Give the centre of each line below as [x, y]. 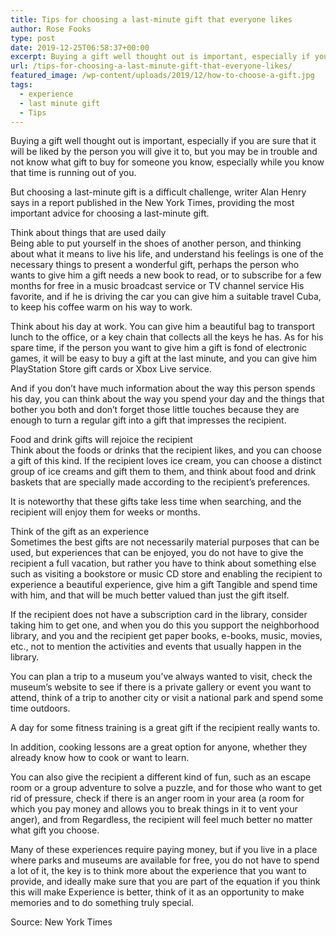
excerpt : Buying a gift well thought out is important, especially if [160, 57]
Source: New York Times [61, 922]
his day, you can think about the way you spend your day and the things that [167, 399]
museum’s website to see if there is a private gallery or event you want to [161, 687]
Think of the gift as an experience [80, 532]
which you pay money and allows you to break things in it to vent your [154, 809]
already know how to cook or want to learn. [100, 758]
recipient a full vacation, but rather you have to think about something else [163, 563]
